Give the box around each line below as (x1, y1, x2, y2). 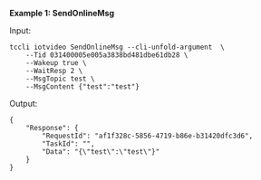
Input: (9, 25, 32, 35)
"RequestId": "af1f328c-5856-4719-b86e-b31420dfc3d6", (42, 131, 254, 140)
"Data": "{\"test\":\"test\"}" (42, 147, 160, 156)
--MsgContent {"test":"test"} (25, 82, 140, 91)
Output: (9, 99, 38, 109)
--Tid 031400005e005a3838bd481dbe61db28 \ (25, 51, 188, 60)
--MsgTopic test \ (25, 74, 95, 83)
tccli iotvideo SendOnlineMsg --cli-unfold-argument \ (9, 43, 225, 52)
